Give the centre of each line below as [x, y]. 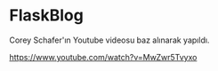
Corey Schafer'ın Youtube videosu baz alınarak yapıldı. [109, 40]
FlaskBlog [47, 16]
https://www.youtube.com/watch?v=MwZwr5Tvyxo [103, 57]
